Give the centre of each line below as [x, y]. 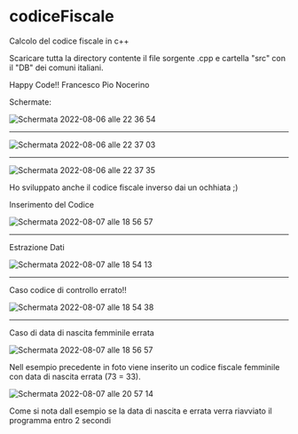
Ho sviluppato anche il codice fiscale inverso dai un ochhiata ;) [124, 187]
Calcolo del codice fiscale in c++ [69, 41]
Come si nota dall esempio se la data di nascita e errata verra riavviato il [141, 411]
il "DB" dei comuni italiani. [56, 67]
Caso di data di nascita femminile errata [82, 332]
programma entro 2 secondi [60, 420]
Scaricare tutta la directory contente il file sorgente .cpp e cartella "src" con [148, 58]
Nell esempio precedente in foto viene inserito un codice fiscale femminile [145, 367]
